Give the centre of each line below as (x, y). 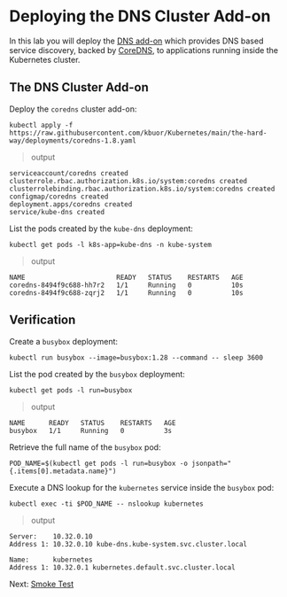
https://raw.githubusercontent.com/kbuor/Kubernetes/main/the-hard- (138, 133)
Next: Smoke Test (42, 584)
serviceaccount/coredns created (69, 173)
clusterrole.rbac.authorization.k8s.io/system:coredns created (128, 181)
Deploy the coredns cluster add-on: (73, 109)
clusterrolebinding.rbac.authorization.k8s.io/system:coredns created (142, 189)
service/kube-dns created (57, 212)
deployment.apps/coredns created (71, 204)
